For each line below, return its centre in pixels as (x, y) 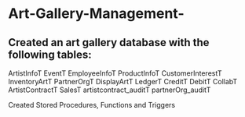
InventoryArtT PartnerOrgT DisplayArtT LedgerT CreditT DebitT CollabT (123, 82)
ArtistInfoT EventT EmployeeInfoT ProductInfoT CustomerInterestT (115, 73)
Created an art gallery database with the (109, 43)
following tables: (50, 54)
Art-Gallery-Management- (96, 14)
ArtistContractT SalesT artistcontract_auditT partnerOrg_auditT (110, 90)
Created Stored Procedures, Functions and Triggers (91, 105)
